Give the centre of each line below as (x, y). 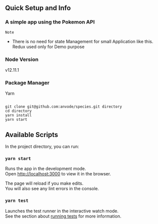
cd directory (18, 111)
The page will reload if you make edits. (44, 183)
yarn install (18, 115)
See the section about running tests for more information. (63, 216)
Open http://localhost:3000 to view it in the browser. (58, 174)
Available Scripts (32, 135)
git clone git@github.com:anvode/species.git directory (63, 107)
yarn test (17, 201)
